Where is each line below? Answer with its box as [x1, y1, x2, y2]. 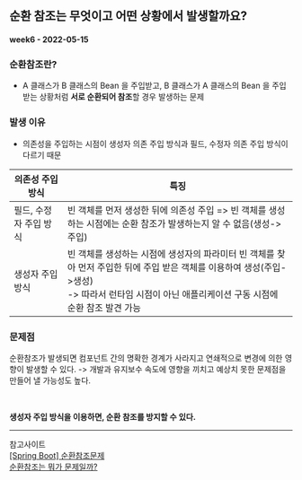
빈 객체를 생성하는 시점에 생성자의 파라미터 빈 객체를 [67, 248, 275, 260]
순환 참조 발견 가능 [67, 301, 141, 314]
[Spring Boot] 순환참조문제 [9, 449, 105, 460]
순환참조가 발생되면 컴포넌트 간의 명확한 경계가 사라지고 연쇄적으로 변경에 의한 [9, 353, 283, 363]
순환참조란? [9, 57, 58, 70]
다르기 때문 [22, 149, 62, 160]
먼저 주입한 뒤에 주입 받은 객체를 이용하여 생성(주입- [77, 261, 287, 274]
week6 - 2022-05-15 [9, 34, 89, 45]
